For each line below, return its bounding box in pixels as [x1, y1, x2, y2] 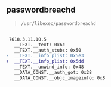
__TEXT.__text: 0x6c [14, 42, 66, 48]
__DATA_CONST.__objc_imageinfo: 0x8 [14, 74, 106, 81]
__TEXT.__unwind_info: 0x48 [14, 64, 84, 70]
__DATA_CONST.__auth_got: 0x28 [14, 70, 92, 76]
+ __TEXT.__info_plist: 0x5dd [6, 58, 84, 64]
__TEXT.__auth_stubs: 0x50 [14, 47, 82, 53]
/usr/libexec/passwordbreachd [20, 20, 97, 26]
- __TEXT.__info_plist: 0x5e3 [6, 53, 84, 59]
